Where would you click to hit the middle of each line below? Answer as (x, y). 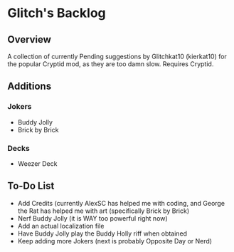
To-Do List (31, 186)
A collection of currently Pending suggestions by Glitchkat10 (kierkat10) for (117, 56)
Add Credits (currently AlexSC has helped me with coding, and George (121, 203)
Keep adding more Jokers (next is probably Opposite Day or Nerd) (115, 241)
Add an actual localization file (61, 226)
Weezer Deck (37, 163)
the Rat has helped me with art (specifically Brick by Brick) (103, 211)
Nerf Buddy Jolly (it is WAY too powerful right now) (93, 218)
